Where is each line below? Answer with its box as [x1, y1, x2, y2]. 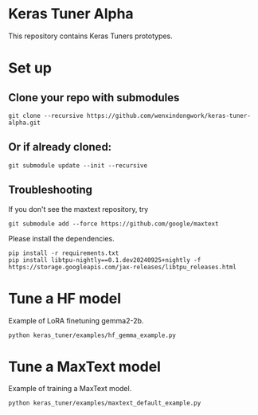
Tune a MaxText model [8, 358, 162, 375]
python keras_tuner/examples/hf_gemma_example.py [8, 331, 177, 339]
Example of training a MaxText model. [8, 384, 132, 393]
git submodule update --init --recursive [8, 161, 148, 170]
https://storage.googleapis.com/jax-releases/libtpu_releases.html [8, 263, 237, 271]
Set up [8, 59, 52, 77]
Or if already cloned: [8, 140, 112, 154]
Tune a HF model [8, 289, 122, 307]
